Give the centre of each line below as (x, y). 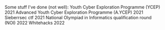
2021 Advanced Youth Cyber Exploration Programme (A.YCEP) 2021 (74, 12)
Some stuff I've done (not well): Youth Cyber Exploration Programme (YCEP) (82, 7)
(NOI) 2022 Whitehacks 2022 (35, 23)
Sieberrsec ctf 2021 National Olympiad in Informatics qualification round (78, 17)
